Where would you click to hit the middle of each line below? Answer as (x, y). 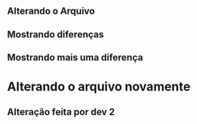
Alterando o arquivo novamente (99, 87)
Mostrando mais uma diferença (75, 58)
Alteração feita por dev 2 (61, 112)
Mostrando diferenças (55, 34)
